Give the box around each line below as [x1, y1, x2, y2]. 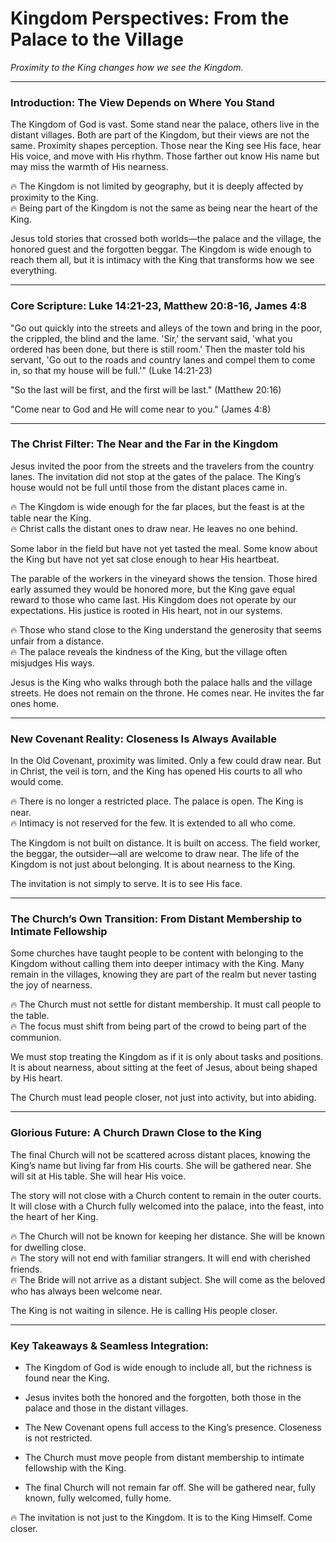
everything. [10, 265, 58, 277]
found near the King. [24, 1372, 110, 1384]
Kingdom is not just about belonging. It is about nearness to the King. [10, 858, 296, 871]
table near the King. [10, 512, 92, 524]
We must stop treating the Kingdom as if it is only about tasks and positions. [10, 1051, 324, 1063]
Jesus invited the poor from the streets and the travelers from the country [10, 460, 315, 472]
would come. [10, 776, 64, 788]
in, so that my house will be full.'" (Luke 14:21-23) [10, 364, 213, 376]
